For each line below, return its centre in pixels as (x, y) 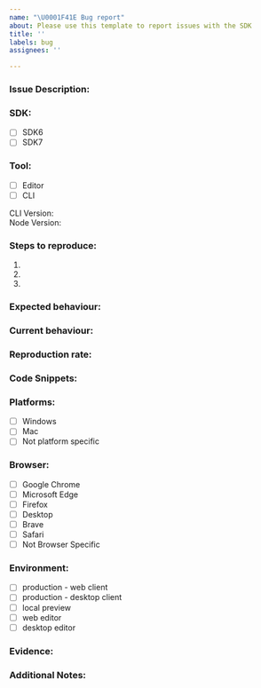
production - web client (65, 588)
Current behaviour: (51, 331)
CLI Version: (32, 213)
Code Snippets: (43, 378)
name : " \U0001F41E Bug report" (67, 17)
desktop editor (49, 628)
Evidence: (32, 651)
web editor (42, 617)
